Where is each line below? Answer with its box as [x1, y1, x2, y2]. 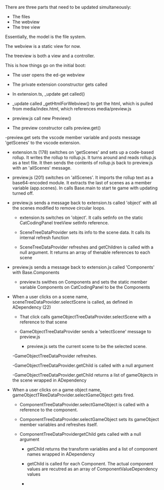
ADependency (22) [12, 304, 51, 310]
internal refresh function [19, 235, 69, 241]
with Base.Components [12, 270, 60, 275]
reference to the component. [19, 407, 78, 413]
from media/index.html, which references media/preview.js [12, 106, 131, 111]
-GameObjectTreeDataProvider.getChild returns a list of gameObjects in [12, 372, 158, 378]
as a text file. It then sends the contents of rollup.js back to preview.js [12, 160, 153, 166]
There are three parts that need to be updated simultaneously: [5, 4, 131, 10]
